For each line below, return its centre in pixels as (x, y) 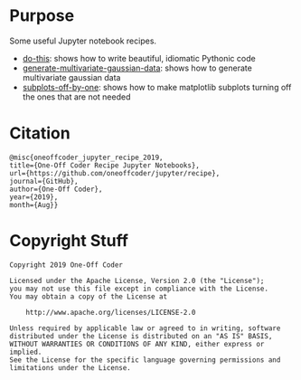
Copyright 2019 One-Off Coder (66, 265)
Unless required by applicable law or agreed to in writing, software (145, 328)
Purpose (42, 16)
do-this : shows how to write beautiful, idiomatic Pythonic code (139, 58)
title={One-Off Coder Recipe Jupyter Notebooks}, (105, 165)
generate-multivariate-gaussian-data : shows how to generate (137, 68)
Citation (40, 133)
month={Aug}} (34, 204)
